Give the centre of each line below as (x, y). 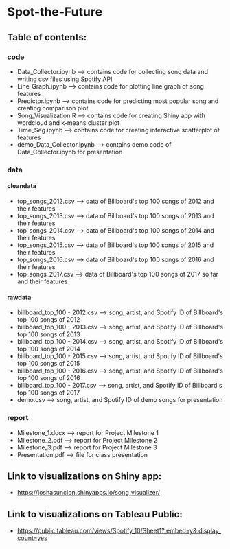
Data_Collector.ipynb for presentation (70, 152)
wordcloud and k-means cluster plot (68, 122)
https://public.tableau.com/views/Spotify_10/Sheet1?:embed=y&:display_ (119, 531)
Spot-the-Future (55, 12)
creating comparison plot (53, 108)
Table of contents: (47, 37)
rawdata (19, 297)
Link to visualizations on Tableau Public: (95, 514)
